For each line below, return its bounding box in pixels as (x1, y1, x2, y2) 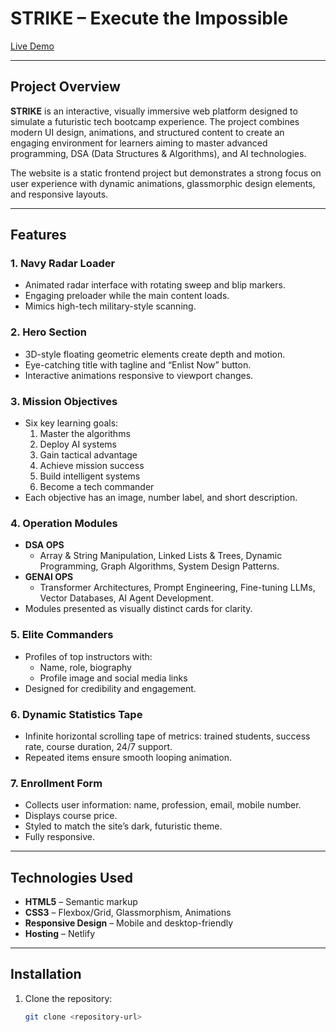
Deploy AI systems (39, 438, 118, 451)
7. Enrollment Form (10, 776, 103, 790)
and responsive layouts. (10, 188, 109, 200)
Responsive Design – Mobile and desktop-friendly (24, 917, 234, 929)
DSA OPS (24, 539, 65, 551)
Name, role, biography (39, 661, 132, 673)
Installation (10, 966, 82, 983)
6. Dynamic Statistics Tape (10, 707, 143, 721)
